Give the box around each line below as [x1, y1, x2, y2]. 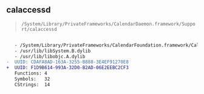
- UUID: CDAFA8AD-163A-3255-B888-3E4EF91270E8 [6, 59, 129, 65]
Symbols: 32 [14, 76, 50, 82]
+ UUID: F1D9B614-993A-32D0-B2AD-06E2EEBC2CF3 [6, 65, 129, 71]
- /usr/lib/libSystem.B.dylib [14, 48, 91, 54]
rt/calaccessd [21, 26, 57, 32]
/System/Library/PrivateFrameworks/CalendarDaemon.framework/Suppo [21, 21, 195, 27]
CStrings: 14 [14, 81, 50, 87]
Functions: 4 [14, 70, 47, 76]
